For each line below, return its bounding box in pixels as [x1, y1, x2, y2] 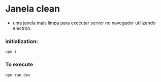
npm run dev [5, 72, 30, 77]
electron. [12, 25, 31, 31]
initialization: [5, 37, 38, 45]
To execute [5, 61, 34, 68]
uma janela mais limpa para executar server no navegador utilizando [12, 20, 156, 26]
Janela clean [5, 3, 60, 15]
